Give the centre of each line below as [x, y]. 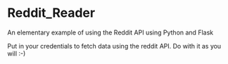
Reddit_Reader [51, 13]
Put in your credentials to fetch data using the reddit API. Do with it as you [114, 46]
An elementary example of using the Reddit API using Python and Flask [110, 32]
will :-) [17, 53]
